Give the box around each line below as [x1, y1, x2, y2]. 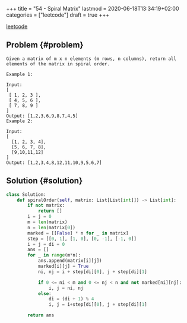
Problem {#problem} [6, 40, 84, 50]
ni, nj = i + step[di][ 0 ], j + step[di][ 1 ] [37, 268, 147, 275]
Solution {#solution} [6, 176, 83, 186]
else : [37, 290, 52, 296]
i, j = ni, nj [48, 285, 84, 291]
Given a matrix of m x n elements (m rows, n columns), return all [6, 56, 177, 62]
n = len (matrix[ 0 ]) [27, 224, 76, 230]
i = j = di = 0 [27, 241, 65, 247]
